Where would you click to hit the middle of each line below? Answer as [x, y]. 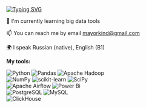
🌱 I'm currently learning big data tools [53, 21]
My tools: [18, 61]
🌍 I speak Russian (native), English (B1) [55, 47]
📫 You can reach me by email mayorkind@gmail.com [73, 33]
